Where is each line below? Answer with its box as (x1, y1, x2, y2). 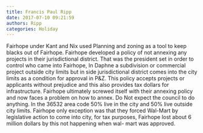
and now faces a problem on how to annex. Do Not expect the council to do (6, 94, 195, 101)
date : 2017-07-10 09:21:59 (6, 15, 75, 21)
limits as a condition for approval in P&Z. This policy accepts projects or (6, 75, 185, 82)
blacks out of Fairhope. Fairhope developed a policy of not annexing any (6, 49, 187, 56)
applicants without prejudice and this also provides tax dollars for (6, 81, 170, 89)
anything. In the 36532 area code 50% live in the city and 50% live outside (6, 101, 193, 108)
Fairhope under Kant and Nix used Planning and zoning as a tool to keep (6, 43, 187, 50)
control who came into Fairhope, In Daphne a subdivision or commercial (6, 62, 186, 69)
